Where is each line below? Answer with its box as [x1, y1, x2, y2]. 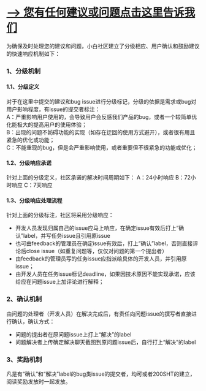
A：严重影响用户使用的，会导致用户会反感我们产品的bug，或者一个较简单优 [6, 113, 197, 121]
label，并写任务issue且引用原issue [23, 232, 110, 240]
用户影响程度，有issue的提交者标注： [6, 105, 101, 113]
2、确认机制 [6, 295, 42, 303]
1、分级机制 [6, 67, 41, 75]
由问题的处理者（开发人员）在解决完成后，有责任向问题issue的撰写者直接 [6, 310, 192, 317]
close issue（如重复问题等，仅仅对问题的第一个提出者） [26, 248, 167, 255]
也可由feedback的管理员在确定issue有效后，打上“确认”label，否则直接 [15, 240, 193, 247]
